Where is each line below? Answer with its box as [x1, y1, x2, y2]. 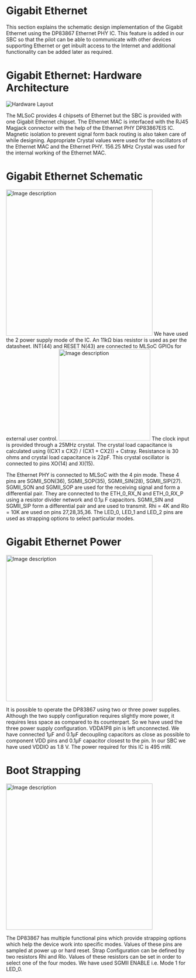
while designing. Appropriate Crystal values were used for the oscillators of [6, 136, 188, 144]
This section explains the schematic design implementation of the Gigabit [6, 23, 183, 30]
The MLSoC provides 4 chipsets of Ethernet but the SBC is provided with [6, 112, 182, 119]
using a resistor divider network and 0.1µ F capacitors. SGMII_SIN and [6, 496, 174, 503]
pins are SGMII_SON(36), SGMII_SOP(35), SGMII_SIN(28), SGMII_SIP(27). [6, 477, 183, 484]
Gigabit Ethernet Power [6, 535, 122, 548]
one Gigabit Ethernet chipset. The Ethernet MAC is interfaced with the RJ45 [6, 118, 188, 125]
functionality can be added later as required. [6, 48, 113, 55]
